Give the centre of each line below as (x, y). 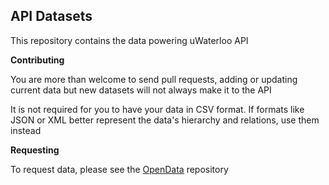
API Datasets (51, 16)
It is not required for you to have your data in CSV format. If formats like (157, 109)
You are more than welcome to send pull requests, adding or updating (154, 79)
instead (26, 130)
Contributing (37, 60)
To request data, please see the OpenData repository (119, 169)
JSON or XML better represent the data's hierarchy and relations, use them (165, 120)
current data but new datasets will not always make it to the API (141, 90)
